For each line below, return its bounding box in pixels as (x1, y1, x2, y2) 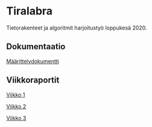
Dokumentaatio (6, 42, 66, 52)
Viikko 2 (6, 102, 27, 110)
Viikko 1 (6, 91, 25, 98)
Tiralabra (6, 4, 53, 18)
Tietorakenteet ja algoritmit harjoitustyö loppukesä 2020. (6, 24, 147, 31)
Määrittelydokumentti (6, 57, 59, 64)
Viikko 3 (6, 114, 27, 122)
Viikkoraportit (6, 75, 60, 85)
